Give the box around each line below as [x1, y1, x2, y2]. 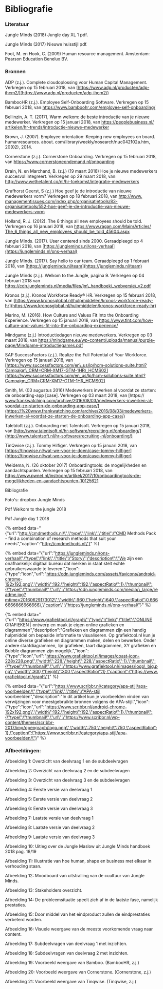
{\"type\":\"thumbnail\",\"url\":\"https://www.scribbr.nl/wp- [5, 714, 120, 720]
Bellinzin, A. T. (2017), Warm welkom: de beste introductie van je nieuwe [5, 114, 150, 120]
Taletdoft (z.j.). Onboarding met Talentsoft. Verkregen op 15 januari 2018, [5, 422, 151, 428]
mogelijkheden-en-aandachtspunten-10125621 [5, 477, 99, 484]
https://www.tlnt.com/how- [99, 317, 153, 323]
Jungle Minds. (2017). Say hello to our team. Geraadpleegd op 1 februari [5, 258, 149, 264]
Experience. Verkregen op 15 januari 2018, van [5, 317, 98, 323]
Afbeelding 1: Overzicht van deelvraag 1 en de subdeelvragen [5, 758, 128, 764]
